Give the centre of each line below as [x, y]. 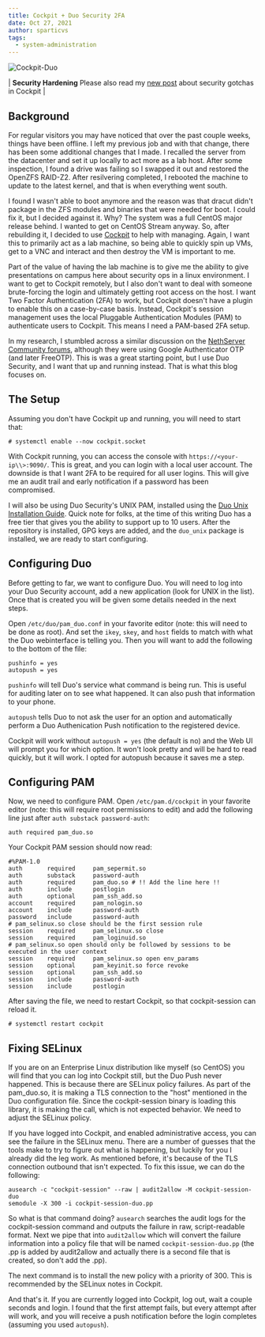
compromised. [32, 490]
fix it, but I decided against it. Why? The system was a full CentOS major [125, 218]
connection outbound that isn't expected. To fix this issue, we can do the [127, 1167]
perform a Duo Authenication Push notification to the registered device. [124, 725]
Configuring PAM [51, 782]
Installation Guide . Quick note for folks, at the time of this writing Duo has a [130, 513]
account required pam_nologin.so [76, 903]
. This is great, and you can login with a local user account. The [150, 465]
